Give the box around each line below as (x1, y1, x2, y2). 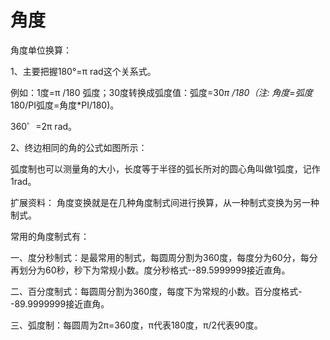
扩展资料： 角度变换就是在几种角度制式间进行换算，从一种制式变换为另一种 (10, 196, 320, 208)
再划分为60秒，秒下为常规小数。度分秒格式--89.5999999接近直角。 (10, 264, 291, 276)
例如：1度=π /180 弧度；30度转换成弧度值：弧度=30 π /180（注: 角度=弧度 (10, 86, 313, 98)
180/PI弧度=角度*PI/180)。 (10, 99, 120, 111)
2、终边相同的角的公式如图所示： (10, 141, 148, 153)
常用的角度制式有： (10, 230, 90, 242)
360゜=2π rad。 (10, 120, 78, 132)
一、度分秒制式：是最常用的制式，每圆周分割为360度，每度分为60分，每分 (10, 251, 318, 263)
